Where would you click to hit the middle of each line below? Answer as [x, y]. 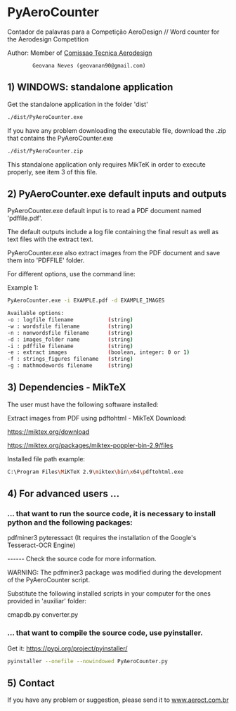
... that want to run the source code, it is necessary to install [112, 514]
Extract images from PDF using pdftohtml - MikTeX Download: [97, 418]
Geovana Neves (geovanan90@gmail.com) [89, 65]
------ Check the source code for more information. [82, 559]
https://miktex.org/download [48, 431]
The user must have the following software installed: [83, 404]
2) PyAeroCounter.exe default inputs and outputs [117, 194]
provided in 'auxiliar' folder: [47, 601]
